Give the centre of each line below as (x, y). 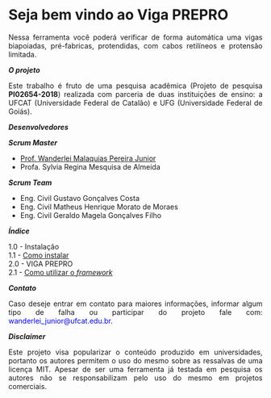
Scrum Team (30, 182)
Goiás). (20, 111)
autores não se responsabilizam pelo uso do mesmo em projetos (135, 378)
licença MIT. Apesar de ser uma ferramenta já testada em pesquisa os (135, 369)
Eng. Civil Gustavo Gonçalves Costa (79, 198)
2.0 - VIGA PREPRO (41, 263)
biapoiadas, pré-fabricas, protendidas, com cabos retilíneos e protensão (135, 45)
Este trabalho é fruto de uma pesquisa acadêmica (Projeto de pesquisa (135, 86)
